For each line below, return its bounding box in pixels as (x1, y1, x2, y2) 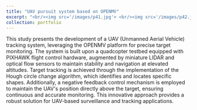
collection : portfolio (6, 19, 62, 25)
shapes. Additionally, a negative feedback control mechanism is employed (6, 79, 185, 86)
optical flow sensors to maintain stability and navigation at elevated (6, 60, 169, 67)
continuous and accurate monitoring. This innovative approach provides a (6, 91, 185, 98)
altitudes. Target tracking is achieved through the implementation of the (6, 67, 179, 74)
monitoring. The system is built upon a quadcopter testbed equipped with (6, 48, 184, 55)
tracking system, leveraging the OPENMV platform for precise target (6, 42, 171, 49)
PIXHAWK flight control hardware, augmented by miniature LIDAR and (6, 54, 175, 61)
